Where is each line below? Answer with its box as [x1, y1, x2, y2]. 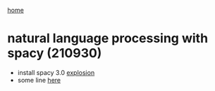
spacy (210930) [7, 45, 102, 62]
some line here [17, 76, 61, 84]
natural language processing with [7, 31, 209, 46]
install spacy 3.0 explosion [17, 68, 95, 76]
